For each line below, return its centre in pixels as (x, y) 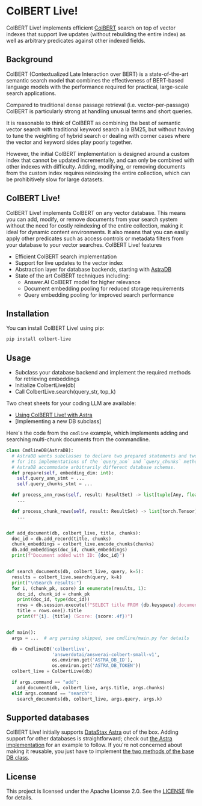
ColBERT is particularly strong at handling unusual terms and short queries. (99, 111)
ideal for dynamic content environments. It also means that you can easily (98, 232)
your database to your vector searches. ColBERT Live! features (84, 244)
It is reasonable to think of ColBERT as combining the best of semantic (93, 123)
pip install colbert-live (38, 339)
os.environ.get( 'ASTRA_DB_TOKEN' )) (96, 666)
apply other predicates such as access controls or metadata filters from (95, 238)
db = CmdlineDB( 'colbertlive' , (51, 649)
